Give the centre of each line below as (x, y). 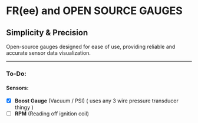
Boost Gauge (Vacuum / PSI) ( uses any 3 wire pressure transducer (96, 101)
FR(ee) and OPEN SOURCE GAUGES (94, 11)
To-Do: (16, 74)
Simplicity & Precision (47, 33)
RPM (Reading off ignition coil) (52, 114)
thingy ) (24, 108)
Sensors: (17, 88)
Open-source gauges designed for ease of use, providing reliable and (91, 46)
